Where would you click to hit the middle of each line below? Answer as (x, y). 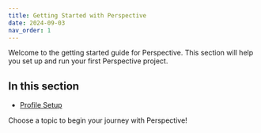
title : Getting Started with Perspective (78, 15)
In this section (44, 86)
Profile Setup (41, 105)
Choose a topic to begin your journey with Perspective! (98, 120)
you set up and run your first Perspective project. (88, 61)
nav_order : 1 (30, 30)
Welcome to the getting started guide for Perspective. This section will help (131, 53)
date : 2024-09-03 (37, 23)
